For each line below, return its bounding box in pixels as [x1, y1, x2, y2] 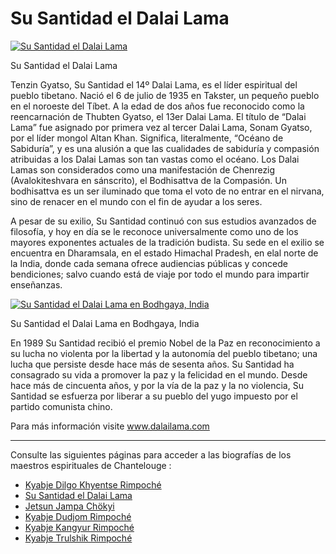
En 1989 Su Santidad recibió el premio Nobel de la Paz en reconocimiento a [10, 337, 321, 349]
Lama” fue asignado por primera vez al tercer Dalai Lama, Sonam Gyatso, [10, 121, 313, 133]
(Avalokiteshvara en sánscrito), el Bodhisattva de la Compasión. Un [10, 174, 287, 186]
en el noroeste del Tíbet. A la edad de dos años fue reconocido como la [10, 100, 305, 112]
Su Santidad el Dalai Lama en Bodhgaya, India [10, 317, 200, 329]
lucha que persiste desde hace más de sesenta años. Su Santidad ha [10, 358, 295, 370]
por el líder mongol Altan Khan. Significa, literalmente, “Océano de [10, 132, 284, 144]
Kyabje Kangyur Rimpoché [24, 521, 135, 533]
